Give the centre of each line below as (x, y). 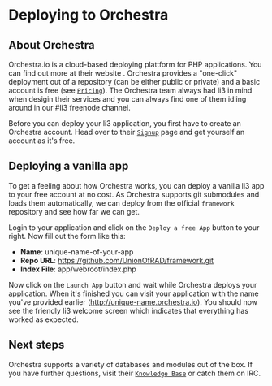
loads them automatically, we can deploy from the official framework (121, 203)
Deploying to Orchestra (89, 15)
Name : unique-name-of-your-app (77, 252)
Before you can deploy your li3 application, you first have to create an (125, 123)
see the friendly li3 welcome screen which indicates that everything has (129, 310)
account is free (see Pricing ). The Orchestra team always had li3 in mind (130, 90)
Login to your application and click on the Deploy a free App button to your (134, 227)
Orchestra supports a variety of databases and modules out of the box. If (131, 364)
